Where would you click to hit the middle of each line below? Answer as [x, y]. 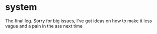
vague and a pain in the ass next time [44, 26]
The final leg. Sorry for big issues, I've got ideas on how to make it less [79, 21]
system [21, 7]
